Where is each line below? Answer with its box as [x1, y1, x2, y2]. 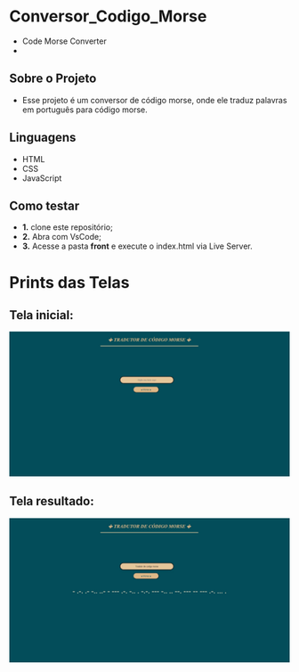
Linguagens [9, 130, 77, 145]
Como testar [9, 198, 80, 213]
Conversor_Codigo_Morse [9, 6, 207, 27]
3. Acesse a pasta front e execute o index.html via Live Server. [21, 241, 254, 251]
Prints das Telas [9, 272, 130, 292]
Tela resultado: [9, 494, 95, 509]
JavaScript [21, 172, 62, 184]
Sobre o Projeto [9, 71, 97, 86]
